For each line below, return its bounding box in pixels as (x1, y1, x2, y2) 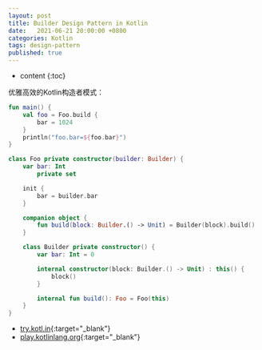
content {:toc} (19, 71, 66, 80)
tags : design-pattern (8, 42, 81, 50)
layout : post (8, 11, 52, 20)
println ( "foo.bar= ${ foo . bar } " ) (22, 133, 127, 141)
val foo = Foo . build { (22, 111, 98, 119)
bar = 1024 (37, 118, 73, 127)
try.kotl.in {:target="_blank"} (19, 324, 111, 333)
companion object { (22, 214, 88, 222)
